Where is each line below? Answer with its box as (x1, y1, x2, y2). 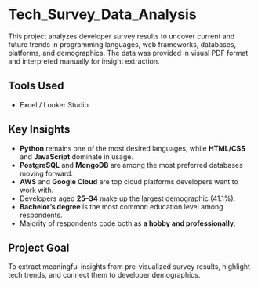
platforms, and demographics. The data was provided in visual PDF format (8, 48, 249, 57)
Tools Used (8, 79, 64, 93)
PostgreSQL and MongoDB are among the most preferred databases (19, 160, 243, 169)
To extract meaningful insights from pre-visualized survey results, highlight (8, 262, 251, 271)
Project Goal (8, 241, 70, 254)
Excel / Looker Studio (19, 100, 89, 109)
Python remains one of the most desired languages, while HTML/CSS (19, 143, 245, 153)
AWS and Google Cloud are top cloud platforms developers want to (19, 176, 239, 186)
